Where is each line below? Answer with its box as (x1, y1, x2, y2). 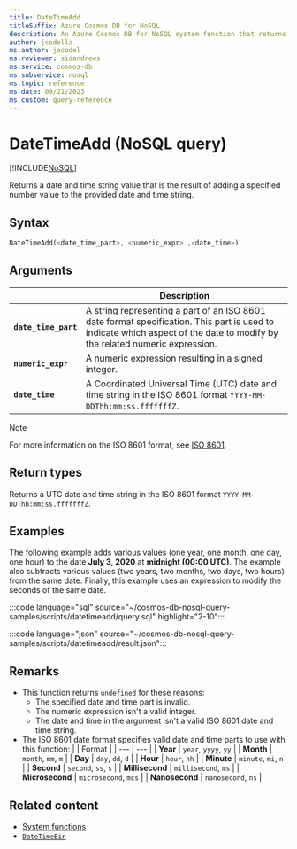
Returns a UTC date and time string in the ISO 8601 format (9, 488, 221, 499)
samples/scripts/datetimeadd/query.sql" (9, 611, 156, 622)
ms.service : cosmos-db (9, 63, 93, 72)
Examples (9, 524, 65, 539)
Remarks (9, 664, 60, 679)
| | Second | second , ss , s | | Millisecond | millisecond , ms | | (21, 763, 240, 774)
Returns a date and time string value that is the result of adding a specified (9, 180, 281, 191)
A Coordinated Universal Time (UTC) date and (85, 378, 277, 390)
